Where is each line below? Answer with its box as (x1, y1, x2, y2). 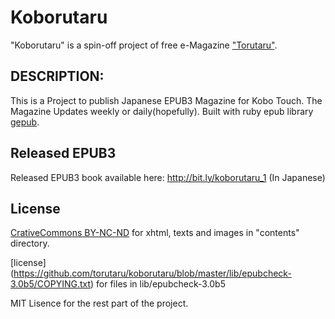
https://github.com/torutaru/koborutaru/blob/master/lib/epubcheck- (13, 267, 292, 280)
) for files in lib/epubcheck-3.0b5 (90, 278, 226, 290)
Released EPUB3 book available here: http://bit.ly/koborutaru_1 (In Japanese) (10, 171, 326, 183)
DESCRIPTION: (10, 68, 105, 85)
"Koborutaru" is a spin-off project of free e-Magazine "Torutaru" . (10, 39, 278, 51)
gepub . (10, 116, 40, 128)
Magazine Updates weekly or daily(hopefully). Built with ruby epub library (10, 105, 314, 117)
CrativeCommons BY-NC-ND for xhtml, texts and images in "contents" (10, 227, 300, 239)
